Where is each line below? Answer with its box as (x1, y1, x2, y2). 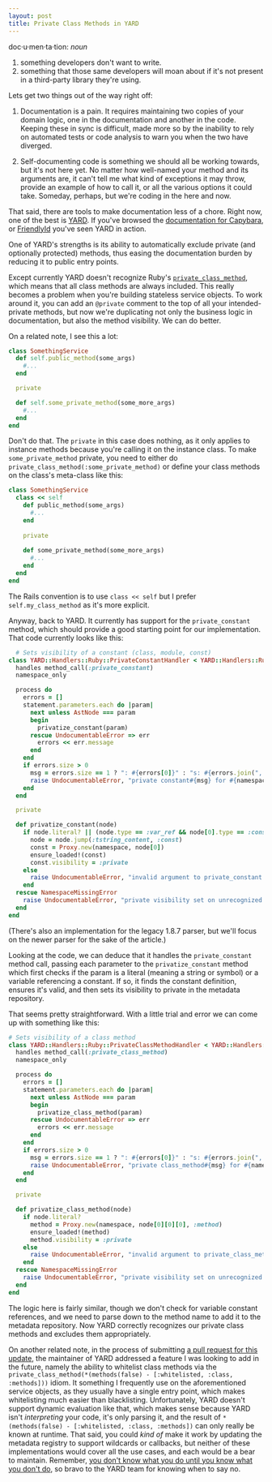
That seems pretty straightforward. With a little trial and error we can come (8, 1009, 258, 1019)
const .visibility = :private (29, 858, 129, 866)
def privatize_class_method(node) (15, 1205, 132, 1214)
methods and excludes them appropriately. (8, 1329, 151, 1338)
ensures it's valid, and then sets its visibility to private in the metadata (8, 985, 240, 994)
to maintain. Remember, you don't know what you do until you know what (8, 1455, 253, 1465)
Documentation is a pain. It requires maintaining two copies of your (19, 106, 244, 116)
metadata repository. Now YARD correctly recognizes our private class (8, 1320, 244, 1330)
